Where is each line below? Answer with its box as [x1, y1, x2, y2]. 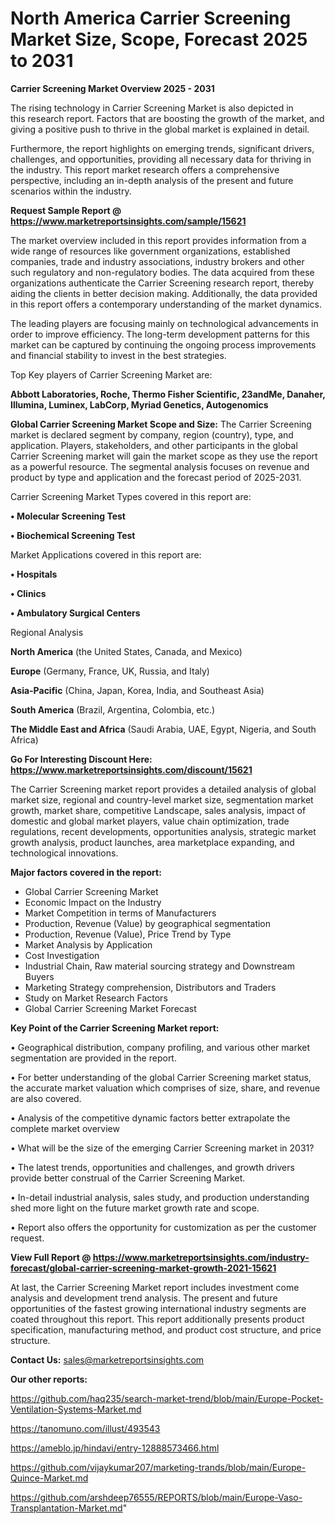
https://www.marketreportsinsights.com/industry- [92, 1251, 310, 1263]
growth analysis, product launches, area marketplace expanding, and [10, 836, 295, 848]
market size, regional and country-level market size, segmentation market [10, 793, 314, 806]
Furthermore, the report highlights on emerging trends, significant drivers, [10, 142, 315, 154]
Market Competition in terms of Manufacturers [24, 907, 217, 919]
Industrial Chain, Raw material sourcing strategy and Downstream [24, 960, 295, 972]
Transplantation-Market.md [10, 1502, 123, 1514]
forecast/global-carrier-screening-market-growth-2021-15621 [10, 1262, 277, 1274]
